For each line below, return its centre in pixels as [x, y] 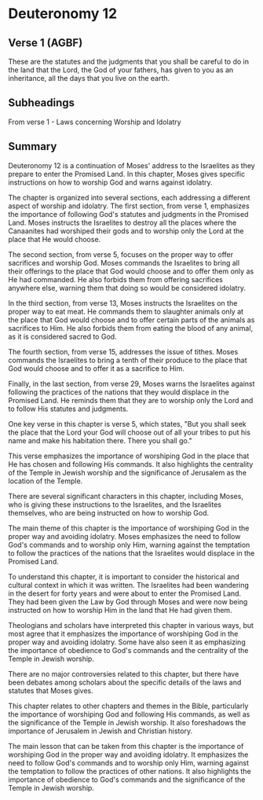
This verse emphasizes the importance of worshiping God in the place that [129, 456]
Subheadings [42, 103]
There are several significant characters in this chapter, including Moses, [126, 496]
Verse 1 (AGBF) [46, 43]
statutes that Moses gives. [51, 690]
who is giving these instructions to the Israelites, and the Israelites [115, 505]
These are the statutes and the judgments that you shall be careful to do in [129, 61]
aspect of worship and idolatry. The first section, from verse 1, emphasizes [129, 206]
